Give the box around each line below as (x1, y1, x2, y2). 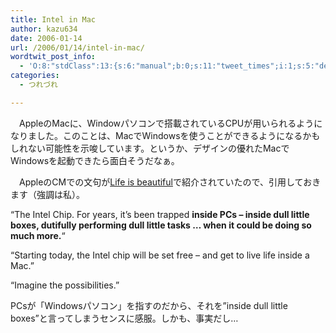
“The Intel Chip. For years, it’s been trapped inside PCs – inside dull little (10, 208, 310, 220)
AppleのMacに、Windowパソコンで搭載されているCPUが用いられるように (18, 117, 323, 129)
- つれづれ (19, 80, 58, 90)
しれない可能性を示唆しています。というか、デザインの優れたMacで (10, 142, 290, 154)
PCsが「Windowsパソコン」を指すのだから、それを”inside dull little (10, 299, 288, 311)
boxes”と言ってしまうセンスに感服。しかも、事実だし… (10, 312, 239, 324)
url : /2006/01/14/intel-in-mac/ (10, 42, 145, 53)
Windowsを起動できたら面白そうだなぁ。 (10, 154, 180, 166)
